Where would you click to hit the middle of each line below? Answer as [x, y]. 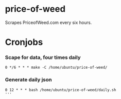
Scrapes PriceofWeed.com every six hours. [49, 22]
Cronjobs [24, 42]
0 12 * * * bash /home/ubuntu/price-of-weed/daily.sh [61, 90]
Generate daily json [28, 80]
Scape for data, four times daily [43, 58]
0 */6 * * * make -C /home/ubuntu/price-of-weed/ [56, 68]
